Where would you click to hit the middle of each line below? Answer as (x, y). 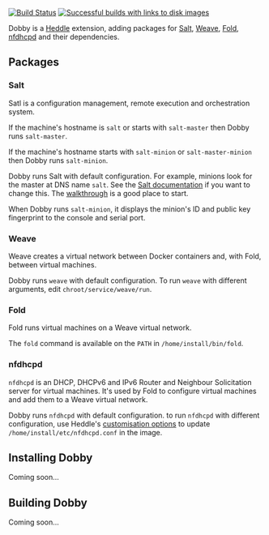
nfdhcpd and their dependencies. (64, 37)
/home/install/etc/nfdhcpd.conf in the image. (85, 432)
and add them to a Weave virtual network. (78, 399)
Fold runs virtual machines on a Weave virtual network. (100, 327)
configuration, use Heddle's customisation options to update (109, 424)
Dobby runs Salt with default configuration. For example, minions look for (130, 176)
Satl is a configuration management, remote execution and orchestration (129, 103)
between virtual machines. (53, 264)
